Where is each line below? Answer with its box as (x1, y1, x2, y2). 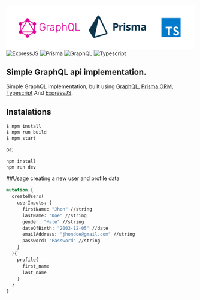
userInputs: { (17, 200, 52, 206)
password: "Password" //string (22, 238, 101, 244)
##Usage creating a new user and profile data (6, 175, 120, 182)
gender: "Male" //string (22, 218, 84, 225)
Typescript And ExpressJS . (6, 89, 74, 97)
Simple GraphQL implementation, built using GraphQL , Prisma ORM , (6, 83, 174, 90)
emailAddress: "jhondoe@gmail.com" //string (22, 232, 135, 238)
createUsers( (11, 194, 44, 200)
